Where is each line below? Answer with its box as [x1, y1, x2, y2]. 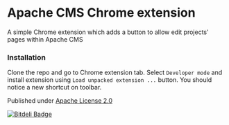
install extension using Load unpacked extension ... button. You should [7, 76, 212, 84]
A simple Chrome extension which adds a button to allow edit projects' [7, 28, 210, 36]
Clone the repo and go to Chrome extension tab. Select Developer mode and [7, 68, 223, 77]
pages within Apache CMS [7, 35, 83, 43]
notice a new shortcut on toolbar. [7, 83, 102, 92]
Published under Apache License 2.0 [7, 97, 113, 105]
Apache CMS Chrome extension [7, 5, 196, 21]
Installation [7, 52, 46, 62]
